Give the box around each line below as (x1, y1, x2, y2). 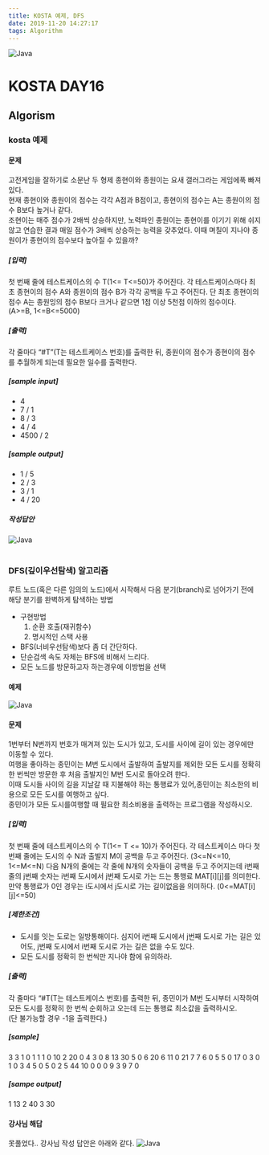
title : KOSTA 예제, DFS (8, 11, 84, 20)
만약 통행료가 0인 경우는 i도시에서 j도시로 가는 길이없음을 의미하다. (8, 881, 215, 891)
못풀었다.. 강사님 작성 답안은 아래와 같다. (8, 1138, 135, 1148)
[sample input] (8, 376, 59, 386)
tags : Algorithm (8, 27, 63, 35)
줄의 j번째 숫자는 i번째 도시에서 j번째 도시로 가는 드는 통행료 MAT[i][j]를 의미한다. (8, 871, 261, 880)
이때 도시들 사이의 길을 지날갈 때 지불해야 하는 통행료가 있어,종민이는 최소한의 (8, 779, 251, 789)
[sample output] (8, 449, 64, 459)
